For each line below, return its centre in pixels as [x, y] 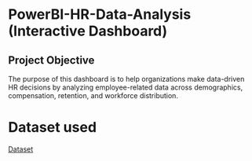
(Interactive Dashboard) [88, 31]
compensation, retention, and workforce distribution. [93, 95]
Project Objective [51, 60]
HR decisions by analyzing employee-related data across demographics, [126, 87]
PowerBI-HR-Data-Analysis [100, 15]
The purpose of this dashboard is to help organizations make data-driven [126, 79]
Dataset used [52, 128]
